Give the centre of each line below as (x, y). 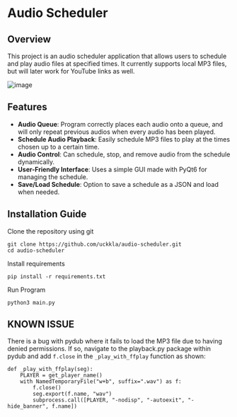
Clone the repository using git (51, 231)
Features (27, 107)
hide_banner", (28, 406)
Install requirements (36, 263)
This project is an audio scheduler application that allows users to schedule (117, 56)
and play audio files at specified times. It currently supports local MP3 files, (117, 64)
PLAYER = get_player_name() (61, 376)
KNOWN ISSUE (41, 325)
